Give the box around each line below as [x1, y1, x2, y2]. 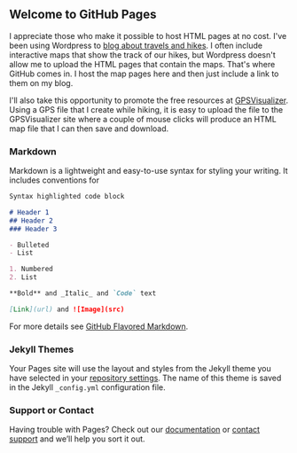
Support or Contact [9, 404, 95, 417]
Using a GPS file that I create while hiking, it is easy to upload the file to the [9, 104, 284, 114]
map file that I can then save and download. [9, 123, 169, 134]
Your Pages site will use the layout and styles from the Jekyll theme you [9, 363, 272, 374]
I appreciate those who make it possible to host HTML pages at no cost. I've [9, 30, 287, 41]
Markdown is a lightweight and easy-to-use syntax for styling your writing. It [9, 166, 288, 176]
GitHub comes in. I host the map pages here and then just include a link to [9, 68, 279, 79]
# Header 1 [9, 207, 50, 216]
